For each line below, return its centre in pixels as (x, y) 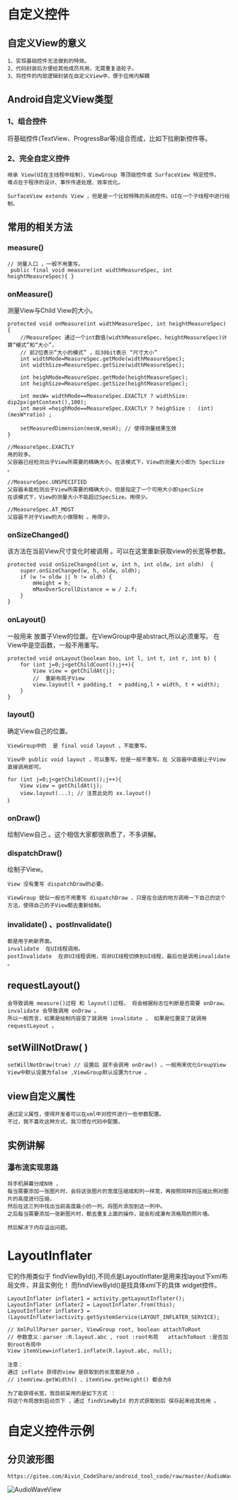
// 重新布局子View (59, 678)
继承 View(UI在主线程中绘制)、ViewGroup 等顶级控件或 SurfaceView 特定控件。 (113, 174)
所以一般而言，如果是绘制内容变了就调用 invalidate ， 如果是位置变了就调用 (107, 1018)
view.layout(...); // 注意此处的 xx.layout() (86, 793)
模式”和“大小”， (36, 345)
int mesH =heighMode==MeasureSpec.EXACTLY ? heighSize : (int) (117, 409)
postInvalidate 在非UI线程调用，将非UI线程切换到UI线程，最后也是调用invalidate (119, 956)
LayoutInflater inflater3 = (49, 1311)
